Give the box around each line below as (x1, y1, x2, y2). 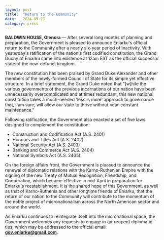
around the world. (5, 204, 41, 210)
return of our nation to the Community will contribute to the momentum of (5, 194, 155, 200)
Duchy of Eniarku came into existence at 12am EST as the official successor (5, 55, 159, 62)
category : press (5, 21, 38, 26)
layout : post (5, 7, 32, 12)
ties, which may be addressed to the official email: (5, 224, 107, 230)
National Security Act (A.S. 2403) (12, 142, 80, 148)
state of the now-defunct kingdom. (5, 61, 76, 67)
